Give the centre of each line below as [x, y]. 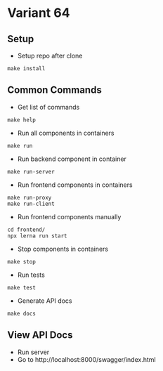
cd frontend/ [26, 230]
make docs [22, 313]
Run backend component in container [72, 159]
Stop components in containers [63, 249]
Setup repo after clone [50, 56]
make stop [22, 261]
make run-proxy [30, 197]
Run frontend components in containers [75, 185]
